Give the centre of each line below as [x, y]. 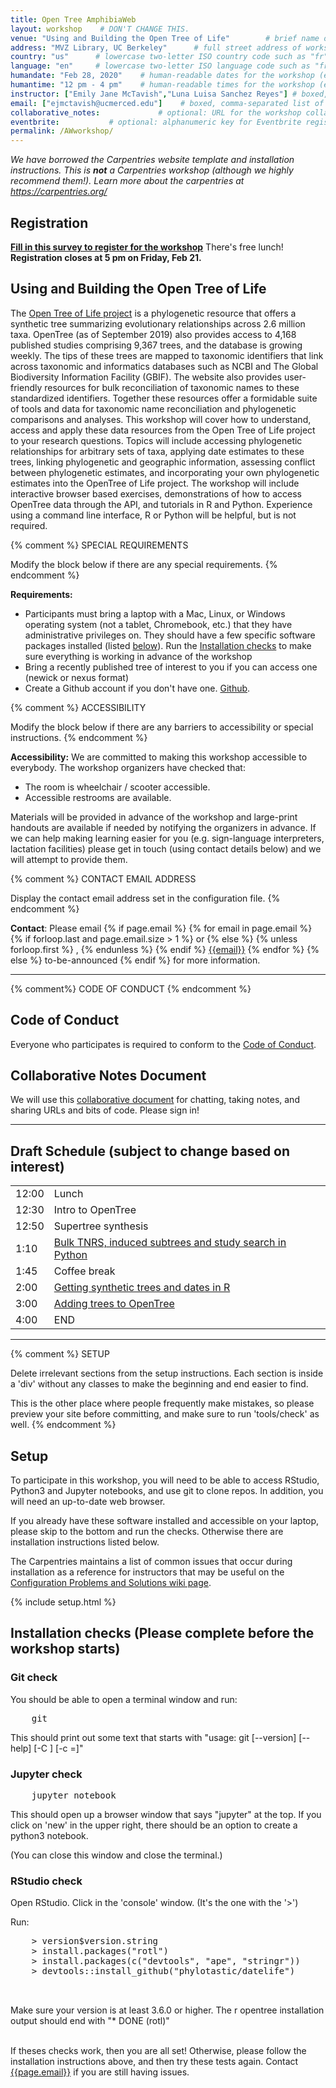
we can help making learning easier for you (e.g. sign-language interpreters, [167, 838]
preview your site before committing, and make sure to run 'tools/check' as [165, 1414]
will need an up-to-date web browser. [88, 1501]
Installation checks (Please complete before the [162, 1633]
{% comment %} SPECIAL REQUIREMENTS [99, 545]
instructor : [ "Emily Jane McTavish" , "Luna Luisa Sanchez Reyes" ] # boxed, [169, 94]
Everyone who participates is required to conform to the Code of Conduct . [163, 1044]
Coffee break [84, 1271]
